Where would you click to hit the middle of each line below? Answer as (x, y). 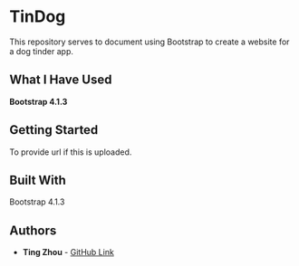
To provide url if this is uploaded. (71, 152)
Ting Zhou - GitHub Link (68, 252)
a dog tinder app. (42, 51)
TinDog (38, 17)
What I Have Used (61, 80)
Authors (33, 230)
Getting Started (54, 130)
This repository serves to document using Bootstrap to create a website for (149, 42)
